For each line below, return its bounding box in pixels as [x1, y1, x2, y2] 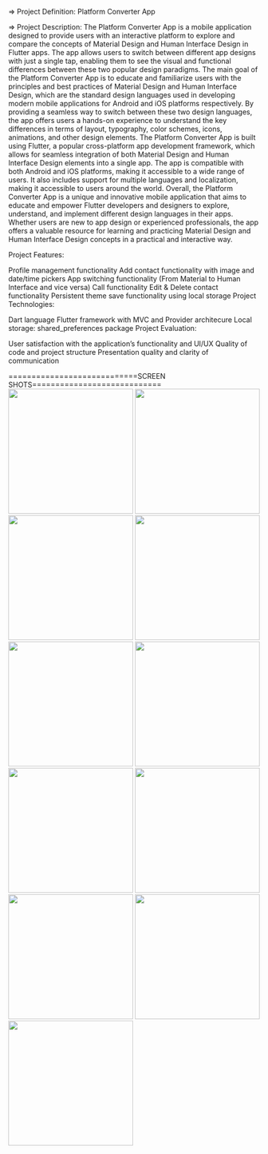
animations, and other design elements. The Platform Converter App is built [8, 133, 256, 142]
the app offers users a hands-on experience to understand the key [8, 116, 227, 125]
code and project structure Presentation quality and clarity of [8, 348, 209, 356]
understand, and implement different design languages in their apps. [8, 209, 234, 218]
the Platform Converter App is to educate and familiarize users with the [8, 74, 242, 82]
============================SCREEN [8, 372, 166, 380]
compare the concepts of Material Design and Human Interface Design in [8, 39, 249, 49]
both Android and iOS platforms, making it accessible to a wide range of [8, 167, 245, 176]
